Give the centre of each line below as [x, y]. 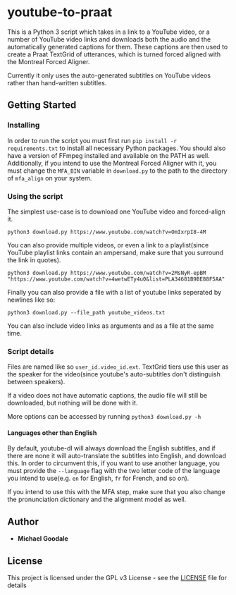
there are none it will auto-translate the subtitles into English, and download [117, 456]
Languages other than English [52, 433]
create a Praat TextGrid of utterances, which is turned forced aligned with [114, 54]
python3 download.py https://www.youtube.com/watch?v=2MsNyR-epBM [107, 273]
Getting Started [42, 105]
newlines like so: [31, 300]
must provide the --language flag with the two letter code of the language [114, 471]
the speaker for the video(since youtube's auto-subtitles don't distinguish [114, 374]
